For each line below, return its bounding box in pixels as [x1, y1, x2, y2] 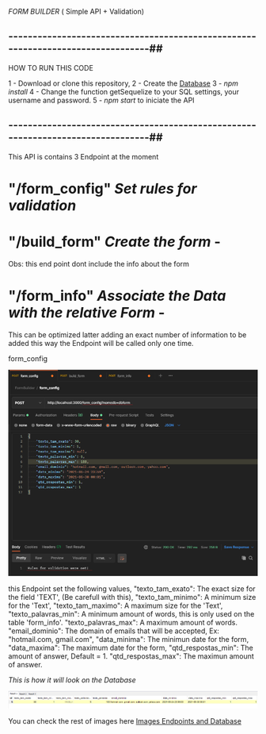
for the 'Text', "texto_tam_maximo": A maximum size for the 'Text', [8, 601, 223, 610]
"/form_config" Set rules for [8, 179, 197, 198]
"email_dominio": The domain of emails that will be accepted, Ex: [8, 626, 220, 636]
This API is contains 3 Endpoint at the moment [8, 152, 159, 161]
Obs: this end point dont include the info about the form [8, 259, 190, 268]
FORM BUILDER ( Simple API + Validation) [8, 7, 145, 16]
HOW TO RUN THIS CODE [8, 63, 93, 72]
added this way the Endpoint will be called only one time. [8, 338, 194, 348]
